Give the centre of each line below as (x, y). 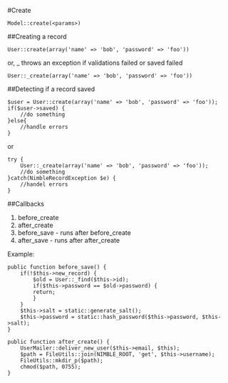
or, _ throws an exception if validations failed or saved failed (95, 63)
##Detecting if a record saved (51, 89)
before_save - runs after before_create (74, 233)
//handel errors (45, 184)
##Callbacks (26, 204)
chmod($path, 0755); (51, 367)
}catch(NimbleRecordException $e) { (62, 178)
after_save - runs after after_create (68, 240)
